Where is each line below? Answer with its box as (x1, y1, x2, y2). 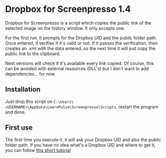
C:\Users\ (54, 99, 74, 104)
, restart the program (115, 103, 159, 110)
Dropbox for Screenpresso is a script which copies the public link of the (5, 20, 152, 26)
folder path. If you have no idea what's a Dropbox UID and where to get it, (5, 142, 156, 148)
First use (5, 123, 33, 132)
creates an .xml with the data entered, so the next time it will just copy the (5, 45, 156, 51)
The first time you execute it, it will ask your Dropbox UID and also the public (5, 137, 161, 143)
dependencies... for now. (5, 71, 56, 77)
